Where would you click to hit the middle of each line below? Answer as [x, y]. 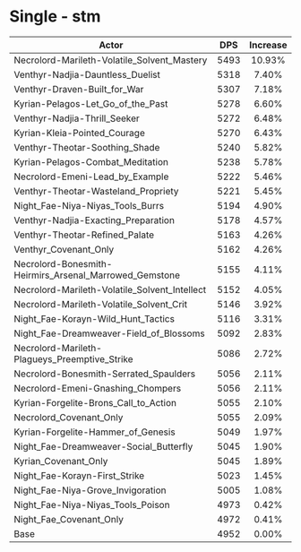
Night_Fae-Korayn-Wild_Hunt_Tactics [94, 318]
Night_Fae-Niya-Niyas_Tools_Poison [92, 505]
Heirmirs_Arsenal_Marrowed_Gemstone [97, 275]
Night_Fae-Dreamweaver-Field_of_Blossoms [109, 333]
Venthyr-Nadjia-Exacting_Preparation [94, 220]
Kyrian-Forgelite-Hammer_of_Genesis [95, 432]
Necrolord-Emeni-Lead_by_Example [91, 177]
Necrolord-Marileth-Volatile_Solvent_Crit [101, 304]
